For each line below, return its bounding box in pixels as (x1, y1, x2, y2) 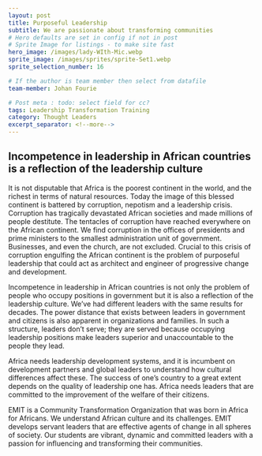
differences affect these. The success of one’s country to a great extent (8, 372, 241, 383)
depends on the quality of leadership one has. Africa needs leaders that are (8, 381, 254, 391)
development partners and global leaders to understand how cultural (8, 364, 232, 374)
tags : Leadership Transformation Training (8, 106, 150, 114)
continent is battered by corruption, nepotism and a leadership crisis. (8, 200, 233, 209)
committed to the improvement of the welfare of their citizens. (8, 390, 210, 399)
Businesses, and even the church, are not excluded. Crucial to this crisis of (8, 241, 251, 251)
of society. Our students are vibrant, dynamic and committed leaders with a (8, 430, 254, 439)
